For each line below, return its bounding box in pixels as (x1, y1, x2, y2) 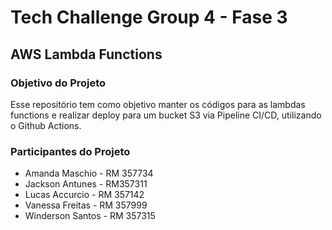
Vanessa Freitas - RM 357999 (24, 199, 148, 211)
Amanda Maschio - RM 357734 (24, 167, 154, 180)
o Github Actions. (10, 119, 82, 131)
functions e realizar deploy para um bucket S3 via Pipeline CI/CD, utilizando (10, 109, 322, 121)
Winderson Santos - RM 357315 (24, 210, 156, 222)
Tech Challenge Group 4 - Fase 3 (10, 6, 288, 29)
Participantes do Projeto (10, 144, 131, 158)
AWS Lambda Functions (10, 46, 163, 63)
